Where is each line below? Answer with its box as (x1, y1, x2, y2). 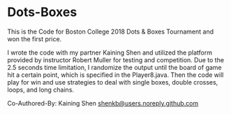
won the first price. (7, 34, 62, 43)
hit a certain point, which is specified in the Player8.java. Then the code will (7, 71, 224, 79)
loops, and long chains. (7, 85, 75, 94)
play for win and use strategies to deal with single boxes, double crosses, (7, 78, 218, 86)
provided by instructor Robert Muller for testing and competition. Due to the (7, 55, 225, 64)
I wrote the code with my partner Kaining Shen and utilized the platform (7, 48, 213, 57)
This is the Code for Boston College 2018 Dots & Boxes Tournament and (7, 27, 214, 36)
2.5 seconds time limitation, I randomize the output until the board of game (7, 63, 222, 71)
